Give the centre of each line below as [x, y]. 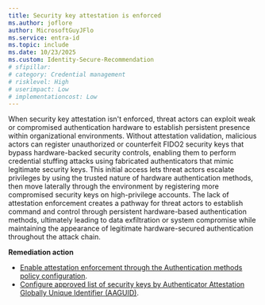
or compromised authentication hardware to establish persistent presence [129, 128]
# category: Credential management [67, 74]
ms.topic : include [38, 45]
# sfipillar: [30, 67]
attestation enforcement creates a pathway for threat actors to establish [126, 204]
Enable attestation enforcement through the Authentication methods [131, 268]
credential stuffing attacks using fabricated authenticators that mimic [121, 161]
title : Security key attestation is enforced [84, 15]
